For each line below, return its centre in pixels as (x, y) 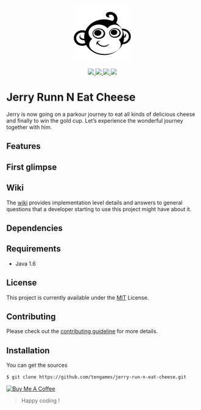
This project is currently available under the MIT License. (78, 297)
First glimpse (32, 167)
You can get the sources (37, 365)
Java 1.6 (26, 264)
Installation (28, 351)
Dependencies (34, 228)
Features (23, 146)
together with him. (29, 127)
